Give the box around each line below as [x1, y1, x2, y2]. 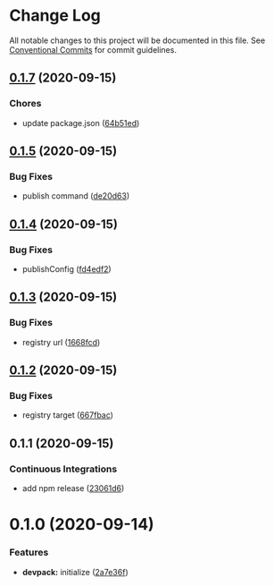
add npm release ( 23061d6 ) [21, 483, 125, 494]
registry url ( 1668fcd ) [21, 336, 101, 347]
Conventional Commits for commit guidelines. [9, 44, 177, 55]
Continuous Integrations [9, 463, 118, 475]
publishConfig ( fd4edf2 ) [21, 264, 112, 274]
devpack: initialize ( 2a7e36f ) [21, 566, 129, 577]
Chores [9, 98, 42, 110]
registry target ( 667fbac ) [21, 410, 114, 420]
